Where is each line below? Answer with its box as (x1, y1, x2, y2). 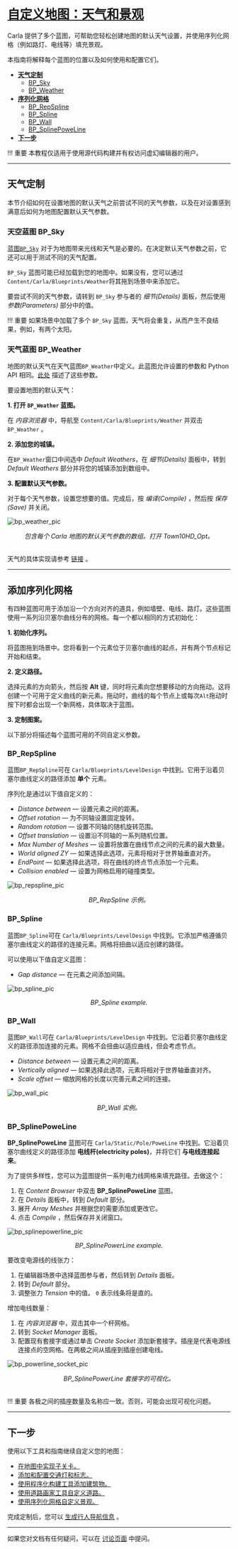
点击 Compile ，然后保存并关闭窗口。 (17, 1213, 126, 1222)
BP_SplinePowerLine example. (74, 1241, 164, 1250)
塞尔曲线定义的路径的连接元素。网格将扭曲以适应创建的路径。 (7, 939, 188, 949)
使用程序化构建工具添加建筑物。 (17, 1479, 111, 1489)
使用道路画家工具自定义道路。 (17, 1489, 105, 1497)
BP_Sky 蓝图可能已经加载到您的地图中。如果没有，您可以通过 (7, 268, 183, 277)
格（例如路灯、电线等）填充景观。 (7, 40, 107, 48)
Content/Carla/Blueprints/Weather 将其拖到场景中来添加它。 (7, 277, 184, 286)
